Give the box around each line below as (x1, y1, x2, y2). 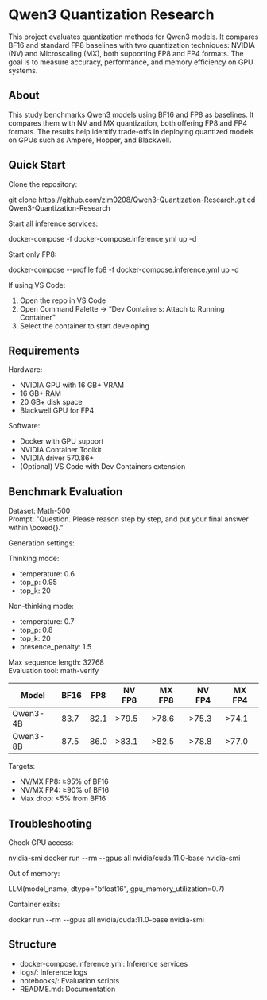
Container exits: (8, 900, 60, 909)
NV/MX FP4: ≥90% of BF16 (19, 785, 110, 795)
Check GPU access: (8, 838, 74, 847)
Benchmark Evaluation (8, 485, 123, 498)
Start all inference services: (8, 219, 99, 228)
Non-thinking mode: (8, 602, 74, 611)
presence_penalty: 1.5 (19, 642, 92, 652)
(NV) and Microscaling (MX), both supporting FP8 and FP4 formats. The (8, 48, 244, 58)
